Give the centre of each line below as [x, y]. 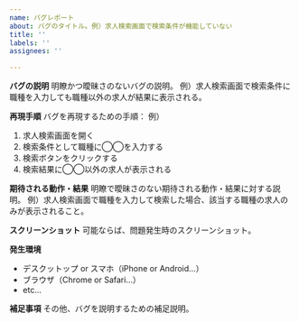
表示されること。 [56, 211]
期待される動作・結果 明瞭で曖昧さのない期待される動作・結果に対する [141, 189]
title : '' [28, 34]
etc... [32, 290]
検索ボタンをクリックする [70, 158]
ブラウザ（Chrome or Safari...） [82, 280]
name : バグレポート [42, 18]
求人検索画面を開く [58, 135]
